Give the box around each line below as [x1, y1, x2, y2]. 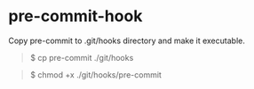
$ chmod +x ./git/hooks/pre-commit [29, 69, 162, 80]
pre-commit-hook [8, 6, 143, 26]
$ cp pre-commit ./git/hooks [29, 52, 134, 63]
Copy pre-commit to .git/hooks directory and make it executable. [8, 35, 245, 46]
